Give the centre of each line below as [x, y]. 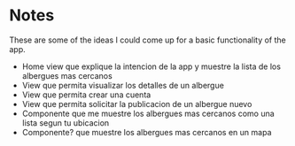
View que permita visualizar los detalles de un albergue [123, 85]
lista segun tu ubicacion [66, 123]
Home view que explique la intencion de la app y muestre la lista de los [151, 66]
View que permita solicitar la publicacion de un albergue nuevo [137, 104]
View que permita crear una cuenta [86, 95]
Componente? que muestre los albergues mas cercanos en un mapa [147, 132]
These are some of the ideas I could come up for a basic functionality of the [147, 40]
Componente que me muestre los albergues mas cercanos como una [148, 113]
